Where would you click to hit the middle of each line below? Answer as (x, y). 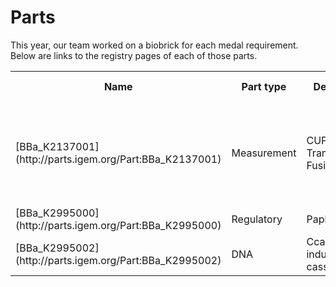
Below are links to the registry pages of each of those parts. (134, 55)
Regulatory (257, 219)
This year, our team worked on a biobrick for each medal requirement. (154, 45)
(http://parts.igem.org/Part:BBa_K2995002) (118, 260)
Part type (264, 86)
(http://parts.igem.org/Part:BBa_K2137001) (118, 159)
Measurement (264, 153)
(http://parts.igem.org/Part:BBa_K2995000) (118, 225)
